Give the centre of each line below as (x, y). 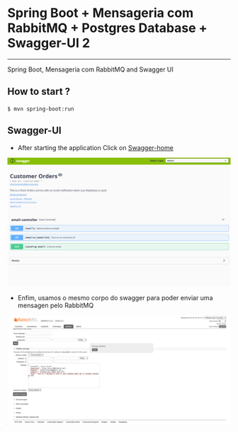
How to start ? (39, 92)
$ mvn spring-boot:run (41, 109)
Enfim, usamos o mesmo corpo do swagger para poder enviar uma (115, 298)
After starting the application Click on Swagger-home (95, 147)
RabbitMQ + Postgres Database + (107, 28)
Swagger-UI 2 (49, 43)
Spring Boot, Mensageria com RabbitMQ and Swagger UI (90, 69)
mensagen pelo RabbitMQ (56, 305)
